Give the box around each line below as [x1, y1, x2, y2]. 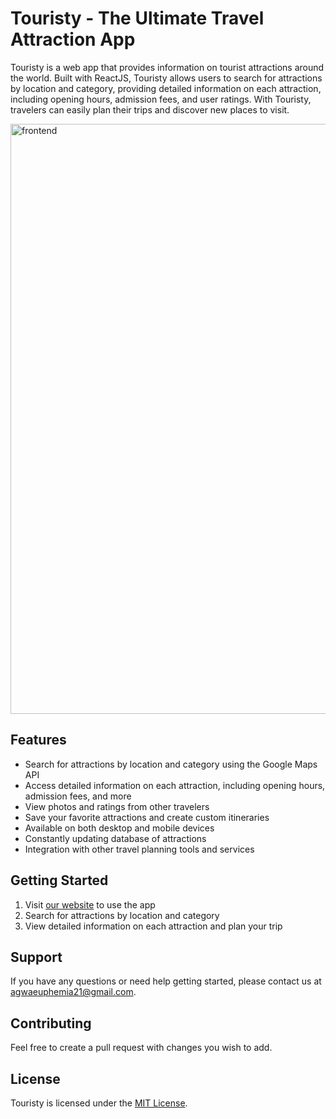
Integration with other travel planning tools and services [24, 843, 255, 855]
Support [10, 948, 63, 966]
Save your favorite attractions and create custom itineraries [24, 811, 270, 823]
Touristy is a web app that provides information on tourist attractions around [10, 61, 325, 73]
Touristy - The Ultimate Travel [10, 7, 265, 30]
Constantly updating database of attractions [24, 832, 207, 844]
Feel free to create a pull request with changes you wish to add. [10, 1042, 273, 1054]
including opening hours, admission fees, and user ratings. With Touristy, [10, 93, 312, 105]
